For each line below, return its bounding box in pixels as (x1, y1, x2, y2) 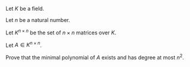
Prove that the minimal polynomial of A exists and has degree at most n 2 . (5, 53, 184, 61)
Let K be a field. (5, 5, 45, 12)
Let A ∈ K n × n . (5, 40, 42, 49)
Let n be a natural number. (5, 17, 70, 23)
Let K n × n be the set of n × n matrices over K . (5, 28, 117, 36)
